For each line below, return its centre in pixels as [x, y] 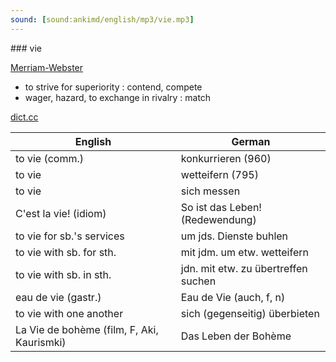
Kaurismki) [41, 342]
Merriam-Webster [47, 67]
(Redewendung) [218, 219]
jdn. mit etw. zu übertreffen [244, 268]
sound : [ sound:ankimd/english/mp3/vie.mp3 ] [102, 19]
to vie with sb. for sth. [66, 252]
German [251, 141]
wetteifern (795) [219, 174]
